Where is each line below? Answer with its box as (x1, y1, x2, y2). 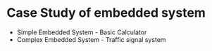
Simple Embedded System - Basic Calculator (16, 28, 147, 36)
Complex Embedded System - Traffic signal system (16, 35, 166, 43)
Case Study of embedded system (6, 5, 206, 21)
